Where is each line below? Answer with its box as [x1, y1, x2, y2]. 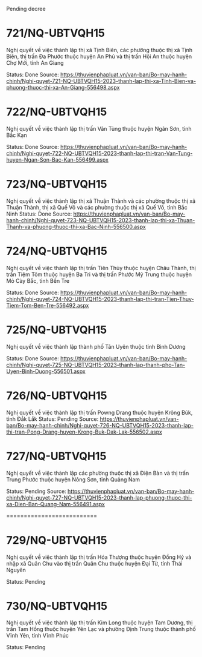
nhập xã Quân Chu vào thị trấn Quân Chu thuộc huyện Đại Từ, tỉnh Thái [6, 560, 183, 567]
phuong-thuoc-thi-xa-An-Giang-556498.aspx [6, 84, 120, 91]
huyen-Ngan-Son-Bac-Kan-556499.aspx [6, 156, 109, 163]
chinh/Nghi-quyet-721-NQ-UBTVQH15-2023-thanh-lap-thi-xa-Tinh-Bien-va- [6, 77, 197, 84]
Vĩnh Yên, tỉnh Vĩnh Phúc [6, 632, 69, 639]
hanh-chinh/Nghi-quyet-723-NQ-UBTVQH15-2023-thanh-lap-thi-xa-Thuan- [6, 216, 195, 223]
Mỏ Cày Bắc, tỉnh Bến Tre [6, 277, 70, 284]
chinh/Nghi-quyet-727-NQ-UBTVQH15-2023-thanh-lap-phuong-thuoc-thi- [6, 494, 192, 501]
